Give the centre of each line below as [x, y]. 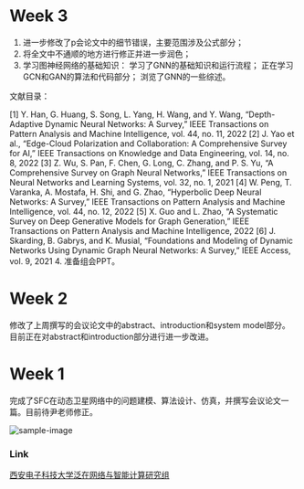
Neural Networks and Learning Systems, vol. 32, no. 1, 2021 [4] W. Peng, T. [151, 182]
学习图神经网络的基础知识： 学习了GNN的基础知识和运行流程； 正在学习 [158, 65]
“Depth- [260, 114]
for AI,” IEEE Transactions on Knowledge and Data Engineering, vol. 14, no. [149, 153]
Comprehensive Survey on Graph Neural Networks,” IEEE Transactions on [148, 172]
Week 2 [39, 299]
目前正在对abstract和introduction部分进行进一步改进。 [112, 336]
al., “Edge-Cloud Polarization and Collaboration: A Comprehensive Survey [148, 144]
